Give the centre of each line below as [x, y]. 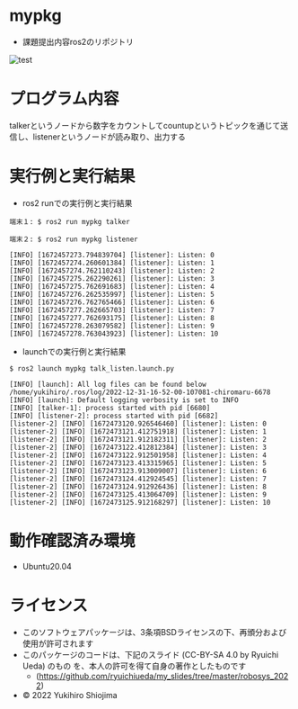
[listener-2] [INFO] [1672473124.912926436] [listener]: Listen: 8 [138, 487]
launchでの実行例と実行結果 [74, 351]
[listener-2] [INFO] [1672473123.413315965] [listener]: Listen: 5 [138, 463]
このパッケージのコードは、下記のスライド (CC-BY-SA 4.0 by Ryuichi [150, 654]
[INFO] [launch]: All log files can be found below [108, 384]
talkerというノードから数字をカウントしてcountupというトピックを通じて [145, 125]
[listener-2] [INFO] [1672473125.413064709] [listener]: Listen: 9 [138, 494]
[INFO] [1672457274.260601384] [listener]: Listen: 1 [112, 263]
